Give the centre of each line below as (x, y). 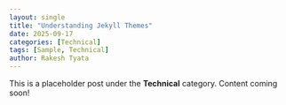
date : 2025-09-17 (41, 34)
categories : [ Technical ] (55, 42)
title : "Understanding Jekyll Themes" (81, 26)
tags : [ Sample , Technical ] (59, 50)
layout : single (37, 17)
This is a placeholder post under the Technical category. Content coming (143, 83)
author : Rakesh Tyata (49, 58)
